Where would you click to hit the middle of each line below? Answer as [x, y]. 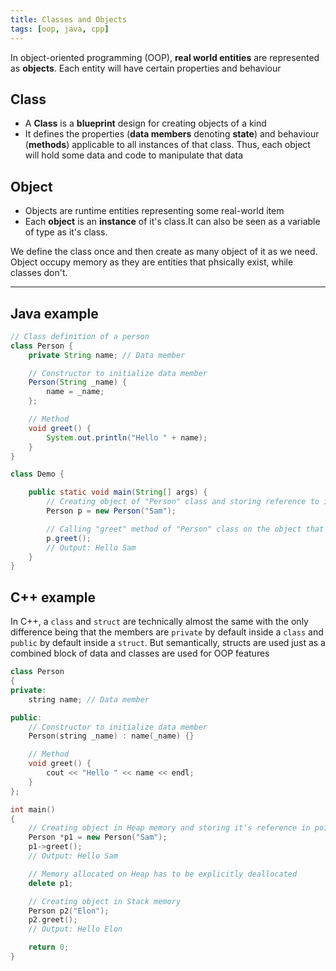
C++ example [53, 597]
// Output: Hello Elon [75, 929]
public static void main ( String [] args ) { [118, 492]
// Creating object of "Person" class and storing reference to [183, 502]
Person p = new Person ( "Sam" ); [111, 511]
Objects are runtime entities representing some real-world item [154, 211]
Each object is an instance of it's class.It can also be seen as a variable [172, 222]
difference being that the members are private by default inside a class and [167, 632]
